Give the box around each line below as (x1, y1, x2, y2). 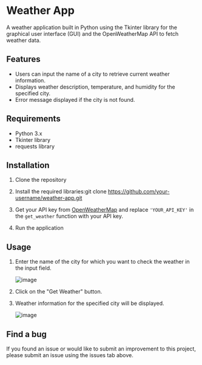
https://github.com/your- (108, 188, 170, 195)
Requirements (6, 113, 61, 124)
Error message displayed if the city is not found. (15, 96, 135, 103)
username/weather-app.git (15, 195, 82, 202)
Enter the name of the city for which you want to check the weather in (15, 258, 190, 266)
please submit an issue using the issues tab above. (6, 352, 133, 358)
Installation (6, 160, 50, 170)
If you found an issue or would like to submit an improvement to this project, (6, 345, 196, 352)
